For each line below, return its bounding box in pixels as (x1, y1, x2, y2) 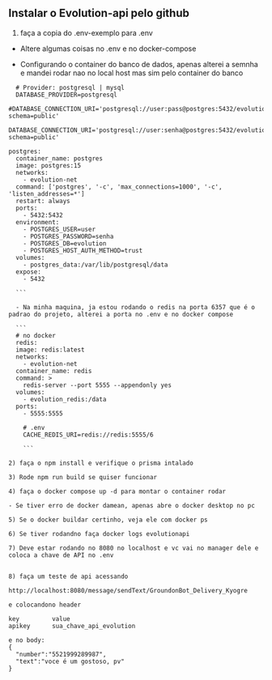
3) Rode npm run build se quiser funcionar (8, 473, 158, 481)
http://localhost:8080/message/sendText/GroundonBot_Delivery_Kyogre (8, 586, 249, 594)
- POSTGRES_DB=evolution (23, 239, 107, 248)
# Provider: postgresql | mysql (15, 83, 125, 91)
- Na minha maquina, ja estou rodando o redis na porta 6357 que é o (15, 303, 255, 311)
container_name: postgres (15, 154, 104, 163)
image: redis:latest (15, 346, 85, 354)
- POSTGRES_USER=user (23, 225, 96, 233)
